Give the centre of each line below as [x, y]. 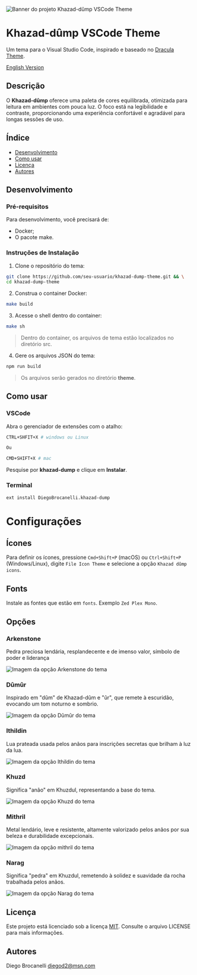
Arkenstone [24, 639]
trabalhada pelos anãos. [36, 882]
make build [20, 304]
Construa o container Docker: [51, 293]
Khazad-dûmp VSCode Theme [83, 33]
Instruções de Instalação [42, 253]
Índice [18, 138]
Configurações [44, 521]
